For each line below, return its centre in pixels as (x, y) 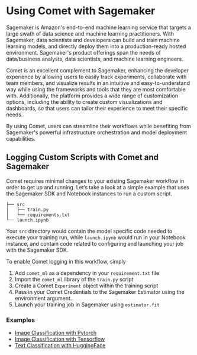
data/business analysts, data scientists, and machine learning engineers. (95, 59)
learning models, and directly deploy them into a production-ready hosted (96, 46)
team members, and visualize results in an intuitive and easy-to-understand (98, 83)
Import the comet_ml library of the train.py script (74, 279)
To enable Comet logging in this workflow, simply (66, 261)
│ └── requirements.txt (38, 215)
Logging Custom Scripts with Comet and (82, 158)
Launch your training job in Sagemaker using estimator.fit (87, 305)
